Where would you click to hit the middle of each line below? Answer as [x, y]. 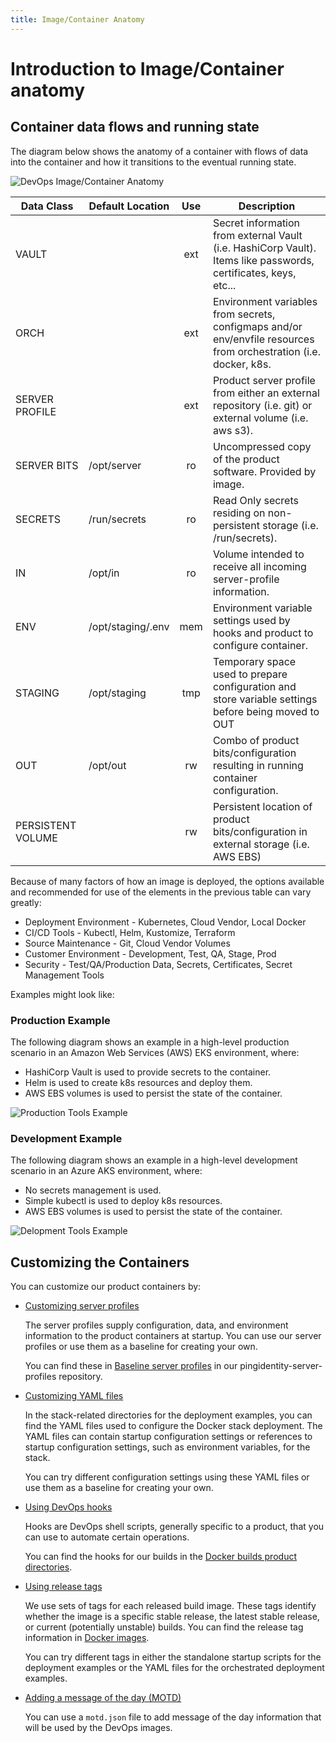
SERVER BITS [47, 465]
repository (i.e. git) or [262, 405]
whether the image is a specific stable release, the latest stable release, [172, 1617]
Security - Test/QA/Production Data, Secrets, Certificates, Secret [158, 964]
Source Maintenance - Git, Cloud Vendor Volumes [127, 943]
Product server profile [264, 380]
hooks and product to [263, 633]
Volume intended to [258, 554]
